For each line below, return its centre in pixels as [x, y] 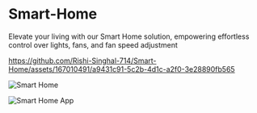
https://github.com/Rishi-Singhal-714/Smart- [82, 61]
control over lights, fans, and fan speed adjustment [93, 44]
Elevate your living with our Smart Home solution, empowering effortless [129, 36]
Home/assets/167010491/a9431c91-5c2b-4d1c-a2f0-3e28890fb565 [122, 69]
